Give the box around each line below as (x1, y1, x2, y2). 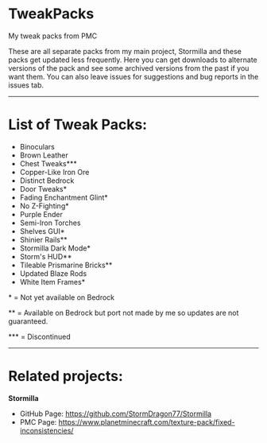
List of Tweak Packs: (8, 116, 148, 134)
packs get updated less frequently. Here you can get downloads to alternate (8, 55, 258, 64)
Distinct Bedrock (19, 176, 75, 185)
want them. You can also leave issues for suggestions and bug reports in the (8, 72, 259, 81)
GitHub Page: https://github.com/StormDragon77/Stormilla (19, 409, 212, 418)
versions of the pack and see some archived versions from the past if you (8, 63, 250, 72)
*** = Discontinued (8, 332, 71, 341)
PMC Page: (19, 417, 57, 426)
